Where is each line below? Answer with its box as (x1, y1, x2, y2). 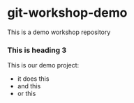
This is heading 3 (7, 45, 67, 55)
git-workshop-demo (7, 5, 128, 21)
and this (17, 82, 41, 90)
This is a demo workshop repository (7, 28, 111, 36)
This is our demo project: (7, 61, 80, 70)
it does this (17, 74, 50, 83)
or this (17, 89, 36, 98)
